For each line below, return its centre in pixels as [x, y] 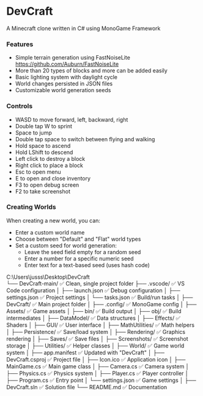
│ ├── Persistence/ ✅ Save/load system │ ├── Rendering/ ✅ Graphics [96, 332]
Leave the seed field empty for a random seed [83, 252]
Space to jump [33, 133]
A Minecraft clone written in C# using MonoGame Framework [83, 28]
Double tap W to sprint [43, 126]
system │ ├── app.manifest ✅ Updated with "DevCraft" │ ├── [86, 352]
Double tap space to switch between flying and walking [85, 139]
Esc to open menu [38, 172]
